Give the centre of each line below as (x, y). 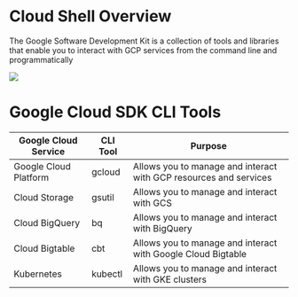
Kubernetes (38, 274)
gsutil (103, 197)
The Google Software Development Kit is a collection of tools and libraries (144, 41)
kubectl (107, 274)
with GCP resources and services (202, 177)
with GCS (153, 203)
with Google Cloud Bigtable (189, 254)
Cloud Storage (43, 197)
